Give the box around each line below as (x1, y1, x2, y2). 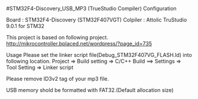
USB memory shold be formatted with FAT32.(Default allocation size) (6, 87, 174, 93)
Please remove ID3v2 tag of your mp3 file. (6, 76, 109, 82)
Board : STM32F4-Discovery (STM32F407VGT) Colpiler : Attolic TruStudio (6, 16, 187, 23)
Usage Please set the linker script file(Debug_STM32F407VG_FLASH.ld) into (6, 52, 192, 58)
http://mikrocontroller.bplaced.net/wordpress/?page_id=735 (6, 40, 152, 47)
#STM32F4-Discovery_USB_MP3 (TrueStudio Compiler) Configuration (6, 5, 177, 12)
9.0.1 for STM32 (6, 23, 45, 29)
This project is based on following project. (6, 34, 108, 40)
